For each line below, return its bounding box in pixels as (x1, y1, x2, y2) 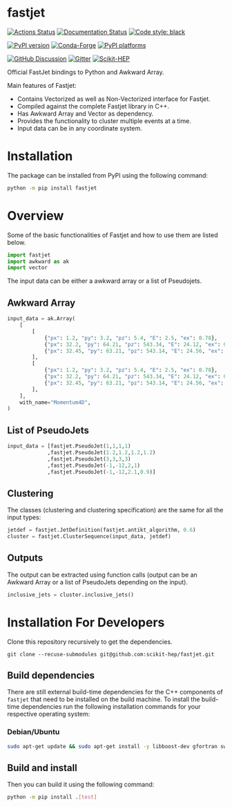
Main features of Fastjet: (7, 81, 77, 89)
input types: (7, 513, 41, 521)
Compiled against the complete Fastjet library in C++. (17, 102, 169, 110)
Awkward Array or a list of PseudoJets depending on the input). (7, 577, 188, 586)
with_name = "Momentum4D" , (19, 399, 91, 406)
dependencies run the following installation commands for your (21, 703, 202, 711)
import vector (7, 264, 48, 271)
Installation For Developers (7, 614, 165, 630)
